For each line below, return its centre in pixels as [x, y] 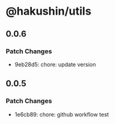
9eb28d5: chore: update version [55, 64]
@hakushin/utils [49, 11]
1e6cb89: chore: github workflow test [62, 114]
